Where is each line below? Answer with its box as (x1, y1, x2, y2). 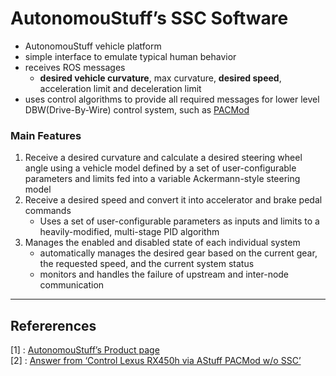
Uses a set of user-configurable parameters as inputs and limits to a (39, 215, 320, 227)
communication (39, 279, 105, 291)
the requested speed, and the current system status (39, 258, 255, 270)
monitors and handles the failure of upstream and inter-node (39, 268, 290, 281)
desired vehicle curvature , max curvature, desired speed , (39, 72, 282, 84)
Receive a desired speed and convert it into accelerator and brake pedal (24, 194, 323, 206)
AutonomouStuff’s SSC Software (10, 7, 289, 30)
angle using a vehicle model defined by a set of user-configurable (24, 162, 297, 174)
